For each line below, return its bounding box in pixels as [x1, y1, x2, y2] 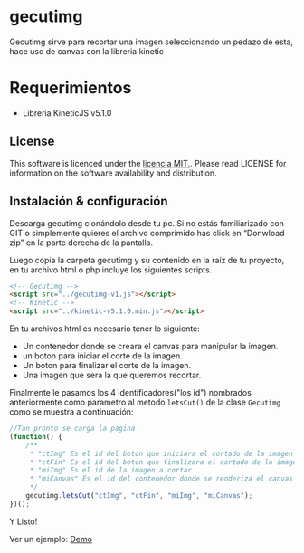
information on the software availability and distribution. [9, 167, 217, 178]
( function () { [9, 432, 63, 441]
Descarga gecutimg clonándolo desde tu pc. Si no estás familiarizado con [9, 217, 285, 228]
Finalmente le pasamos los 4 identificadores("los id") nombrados [9, 387, 252, 397]
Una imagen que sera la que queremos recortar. [22, 369, 202, 380]
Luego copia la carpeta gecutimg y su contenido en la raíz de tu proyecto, [9, 254, 285, 265]
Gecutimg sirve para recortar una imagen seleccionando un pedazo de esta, [9, 36, 294, 47]
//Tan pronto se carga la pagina [9, 424, 136, 433]
